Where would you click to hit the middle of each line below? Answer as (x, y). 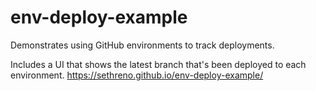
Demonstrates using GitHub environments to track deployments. (142, 45)
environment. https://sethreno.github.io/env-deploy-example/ (137, 75)
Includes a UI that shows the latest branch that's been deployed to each (158, 64)
